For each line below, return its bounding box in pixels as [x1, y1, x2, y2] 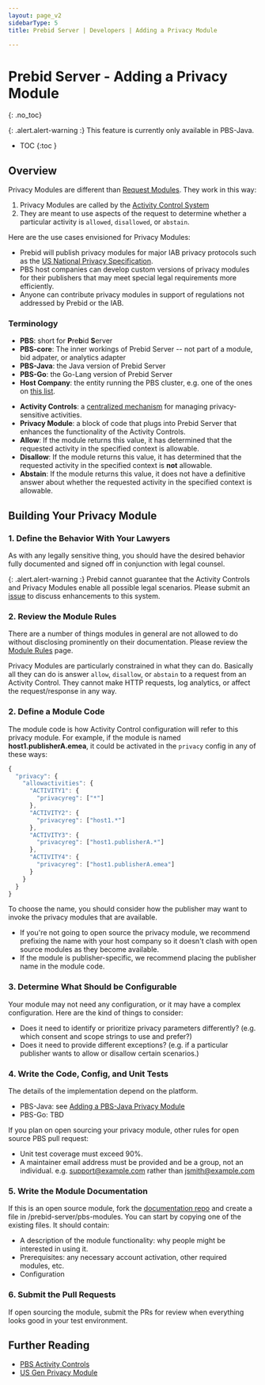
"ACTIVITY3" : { [28, 831, 80, 839]
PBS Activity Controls [19, 1360, 90, 1369]
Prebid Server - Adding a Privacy [8, 67, 228, 86]
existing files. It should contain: [8, 1220, 110, 1230]
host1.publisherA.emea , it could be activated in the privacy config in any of [8, 741, 256, 751]
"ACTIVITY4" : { [28, 853, 80, 862]
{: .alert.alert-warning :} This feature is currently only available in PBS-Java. [8, 126, 255, 135]
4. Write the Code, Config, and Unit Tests [8, 1068, 168, 1079]
